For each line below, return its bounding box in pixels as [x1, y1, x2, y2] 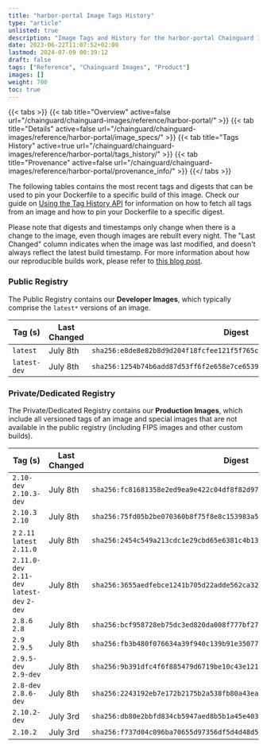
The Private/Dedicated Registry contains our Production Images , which [8, 405, 243, 415]
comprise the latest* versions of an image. [8, 303, 151, 312]
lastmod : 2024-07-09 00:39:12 [8, 48, 109, 56]
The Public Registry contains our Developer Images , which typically [8, 294, 232, 304]
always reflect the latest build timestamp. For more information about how [8, 248, 250, 258]
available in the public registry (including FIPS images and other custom [8, 422, 243, 432]
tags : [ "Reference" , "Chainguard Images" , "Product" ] [8, 64, 191, 72]
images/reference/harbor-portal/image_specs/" [8, 133, 164, 142]
